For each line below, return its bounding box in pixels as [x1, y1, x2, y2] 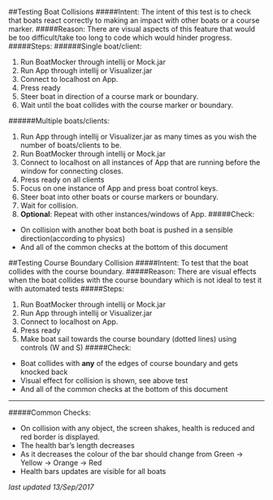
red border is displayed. [19, 432, 100, 442]
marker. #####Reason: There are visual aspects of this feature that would [8, 24, 256, 33]
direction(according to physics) [19, 234, 126, 243]
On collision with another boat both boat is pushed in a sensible [19, 225, 233, 235]
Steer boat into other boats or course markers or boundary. [19, 192, 219, 201]
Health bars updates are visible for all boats [19, 467, 167, 476]
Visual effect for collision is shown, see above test [19, 376, 188, 385]
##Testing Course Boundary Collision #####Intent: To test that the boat [8, 258, 249, 267]
